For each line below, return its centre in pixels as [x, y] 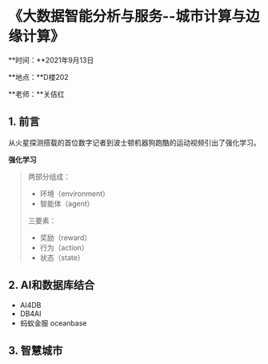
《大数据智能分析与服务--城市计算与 [127, 16]
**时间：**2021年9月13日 [51, 60]
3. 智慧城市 [36, 350]
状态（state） [62, 258]
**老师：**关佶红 [37, 94]
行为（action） [64, 247]
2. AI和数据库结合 [52, 285]
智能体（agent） [67, 203]
